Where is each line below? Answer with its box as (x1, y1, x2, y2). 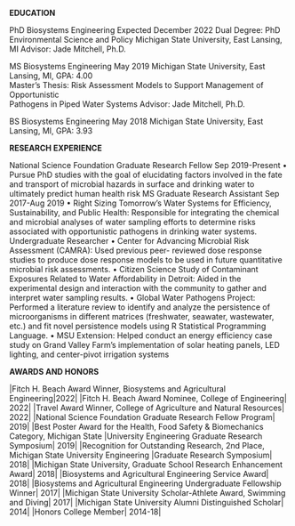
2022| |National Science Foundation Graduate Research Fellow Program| (9, 412, 275, 422)
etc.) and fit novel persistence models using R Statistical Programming (9, 320, 267, 331)
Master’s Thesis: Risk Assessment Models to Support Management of (9, 80, 264, 90)
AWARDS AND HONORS (9, 367, 100, 376)
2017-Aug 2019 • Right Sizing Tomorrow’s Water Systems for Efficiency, (9, 198, 273, 208)
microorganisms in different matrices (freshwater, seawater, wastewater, (9, 312, 275, 321)
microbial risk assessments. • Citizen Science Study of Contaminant (9, 264, 259, 274)
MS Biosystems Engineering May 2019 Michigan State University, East (9, 61, 266, 71)
